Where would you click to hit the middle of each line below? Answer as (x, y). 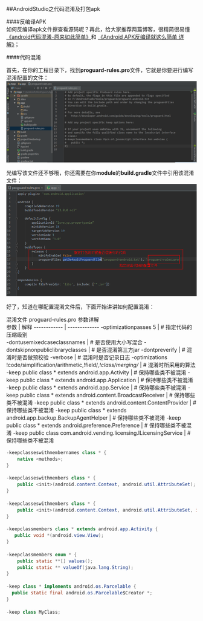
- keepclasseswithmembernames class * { (56, 452)
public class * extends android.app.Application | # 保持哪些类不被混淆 (107, 380)
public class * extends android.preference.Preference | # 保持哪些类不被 (96, 425)
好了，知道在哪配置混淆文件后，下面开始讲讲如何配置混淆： (80, 307)
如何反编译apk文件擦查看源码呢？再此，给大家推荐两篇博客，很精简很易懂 (98, 29)
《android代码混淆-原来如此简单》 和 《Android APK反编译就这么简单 (92, 37)
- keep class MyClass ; (34, 612)
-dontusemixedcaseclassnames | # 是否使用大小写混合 (75, 342)
